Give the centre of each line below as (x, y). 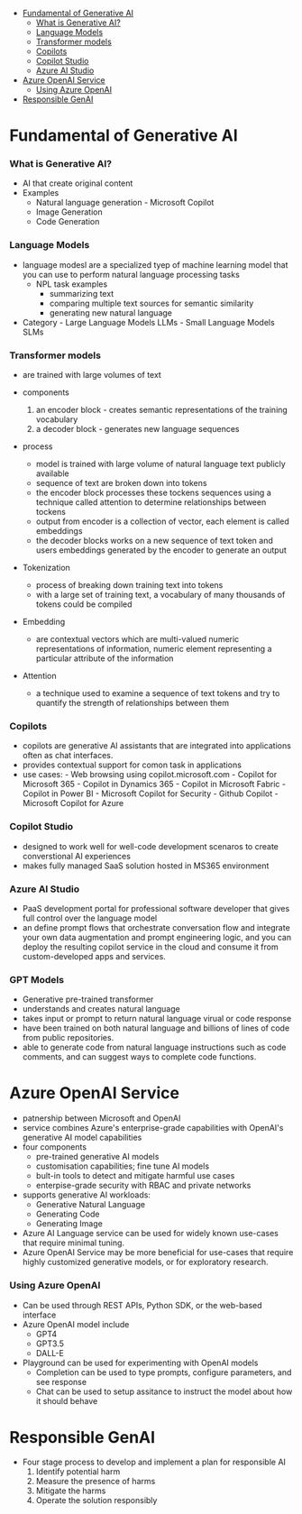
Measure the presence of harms (96, 1482)
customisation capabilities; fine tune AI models (123, 1166)
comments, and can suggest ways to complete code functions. (139, 1057)
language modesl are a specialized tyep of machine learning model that (155, 264)
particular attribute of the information (105, 658)
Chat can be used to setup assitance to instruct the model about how (164, 1391)
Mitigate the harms (71, 1491)
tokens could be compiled (84, 604)
